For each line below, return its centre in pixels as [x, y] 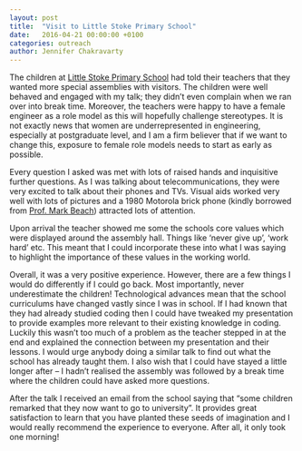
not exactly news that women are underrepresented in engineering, [135, 126]
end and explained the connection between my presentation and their [139, 342]
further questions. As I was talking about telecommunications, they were [145, 181]
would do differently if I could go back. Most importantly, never [127, 284]
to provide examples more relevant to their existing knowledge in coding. [145, 323]
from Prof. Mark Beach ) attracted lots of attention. [103, 211]
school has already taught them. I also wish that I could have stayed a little [148, 362]
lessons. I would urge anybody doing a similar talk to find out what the [140, 352]
